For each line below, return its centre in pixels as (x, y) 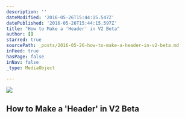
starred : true (24, 40)
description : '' (27, 12)
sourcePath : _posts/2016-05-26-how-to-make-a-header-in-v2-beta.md (93, 46)
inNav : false (23, 62)
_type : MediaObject (31, 68)
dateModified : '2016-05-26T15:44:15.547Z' (60, 17)
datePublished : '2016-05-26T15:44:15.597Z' (62, 23)
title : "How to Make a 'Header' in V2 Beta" (63, 29)
